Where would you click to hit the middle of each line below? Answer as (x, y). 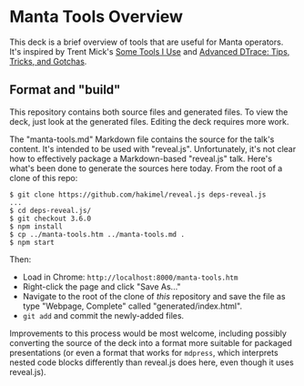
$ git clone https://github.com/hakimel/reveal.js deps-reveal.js (138, 194)
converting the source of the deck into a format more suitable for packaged (151, 342)
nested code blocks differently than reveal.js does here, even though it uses (152, 362)
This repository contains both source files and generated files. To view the (149, 112)
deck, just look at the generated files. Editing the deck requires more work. (149, 121)
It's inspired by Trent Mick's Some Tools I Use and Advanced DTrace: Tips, (150, 51)
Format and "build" (65, 90)
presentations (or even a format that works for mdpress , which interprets (144, 352)
